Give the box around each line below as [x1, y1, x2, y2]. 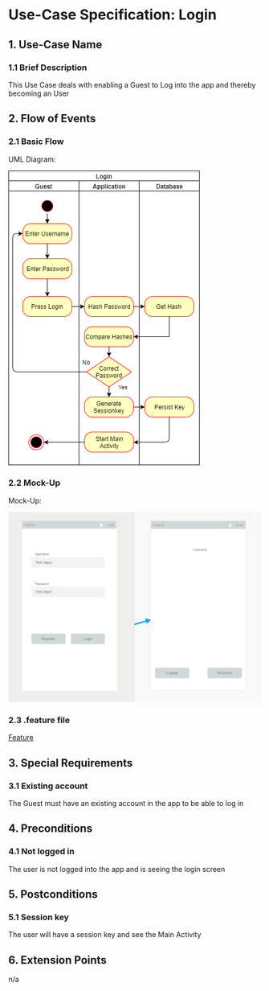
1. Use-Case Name [8, 38, 103, 51]
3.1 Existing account [8, 780, 88, 792]
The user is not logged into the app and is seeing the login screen [8, 864, 226, 874]
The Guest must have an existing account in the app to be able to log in [8, 799, 244, 808]
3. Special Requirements [8, 756, 133, 770]
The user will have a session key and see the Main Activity [8, 930, 202, 940]
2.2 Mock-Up [8, 477, 61, 488]
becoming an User [8, 88, 70, 98]
